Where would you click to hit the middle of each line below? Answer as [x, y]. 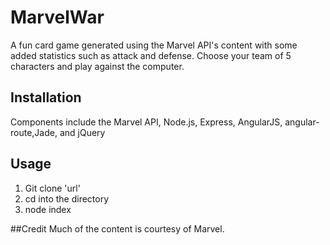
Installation [46, 97]
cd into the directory [67, 198]
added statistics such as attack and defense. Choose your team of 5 [151, 55]
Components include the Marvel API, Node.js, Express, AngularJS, [146, 122]
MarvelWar [57, 17]
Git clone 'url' [52, 188]
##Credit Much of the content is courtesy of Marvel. [117, 228]
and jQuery [82, 132]
